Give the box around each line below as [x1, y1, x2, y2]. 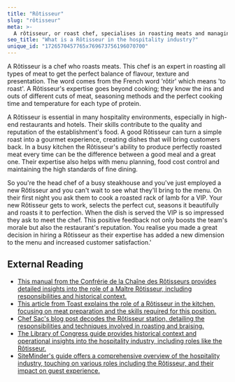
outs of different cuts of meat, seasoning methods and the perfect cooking [7, 92, 222, 100]
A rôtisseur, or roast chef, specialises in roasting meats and [13, 29, 205, 37]
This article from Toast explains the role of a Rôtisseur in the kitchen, [17, 299, 215, 308]
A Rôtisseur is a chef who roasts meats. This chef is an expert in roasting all [7, 62, 226, 70]
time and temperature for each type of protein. [7, 100, 141, 107]
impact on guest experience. [17, 366, 100, 375]
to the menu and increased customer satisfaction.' [7, 238, 152, 246]
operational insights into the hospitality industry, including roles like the [17, 336, 222, 345]
